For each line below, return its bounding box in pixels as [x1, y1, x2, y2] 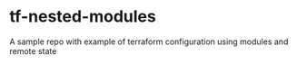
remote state [9, 45, 57, 56]
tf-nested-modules [9, 6, 156, 27]
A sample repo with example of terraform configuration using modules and [9, 36, 289, 47]
